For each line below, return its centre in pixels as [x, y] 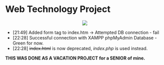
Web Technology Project [58, 9]
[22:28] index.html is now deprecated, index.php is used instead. [80, 48]
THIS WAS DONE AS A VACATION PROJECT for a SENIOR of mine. [75, 58]
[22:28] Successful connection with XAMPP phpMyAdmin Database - [85, 37]
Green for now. [28, 43]
